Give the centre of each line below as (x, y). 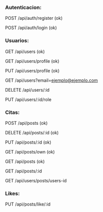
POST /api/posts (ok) (26, 123)
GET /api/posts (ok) (25, 161)
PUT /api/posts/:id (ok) (28, 142)
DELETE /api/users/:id (27, 90)
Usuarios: (17, 41)
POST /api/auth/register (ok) (34, 18)
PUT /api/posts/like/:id (28, 204)
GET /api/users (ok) (25, 52)
